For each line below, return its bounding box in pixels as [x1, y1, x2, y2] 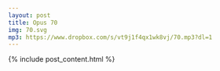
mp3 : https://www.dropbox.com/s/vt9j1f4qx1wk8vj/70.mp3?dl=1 [8, 33, 213, 41]
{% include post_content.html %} [8, 55, 115, 64]
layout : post [8, 11, 51, 20]
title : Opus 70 [8, 19, 58, 27]
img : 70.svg [8, 26, 47, 34]
